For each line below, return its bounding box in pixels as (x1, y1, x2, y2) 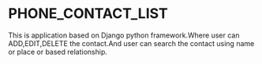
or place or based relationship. (8, 47, 108, 56)
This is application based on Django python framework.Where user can (8, 30, 240, 40)
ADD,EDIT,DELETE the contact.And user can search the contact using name (8, 38, 255, 48)
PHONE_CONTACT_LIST (8, 5, 168, 23)
